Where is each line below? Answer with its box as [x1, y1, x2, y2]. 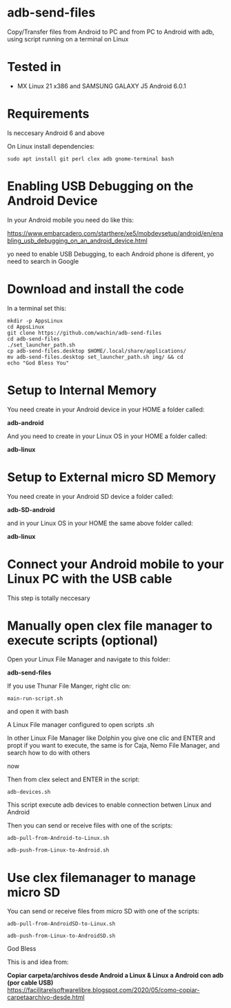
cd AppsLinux [7, 323, 45, 330]
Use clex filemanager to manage [7, 870, 197, 885]
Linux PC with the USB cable [7, 570, 172, 586]
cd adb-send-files [7, 336, 60, 342]
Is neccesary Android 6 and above [7, 129, 105, 137]
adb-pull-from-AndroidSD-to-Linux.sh [7, 920, 116, 927]
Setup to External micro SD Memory [7, 469, 217, 485]
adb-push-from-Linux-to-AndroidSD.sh [7, 932, 116, 940]
